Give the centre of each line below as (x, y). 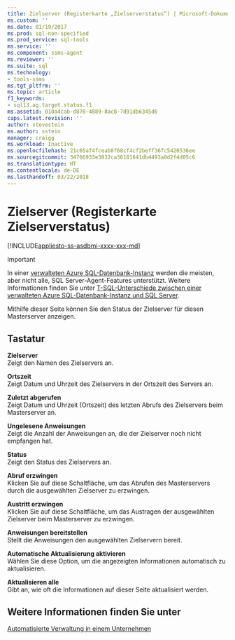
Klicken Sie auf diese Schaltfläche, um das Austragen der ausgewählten (111, 512)
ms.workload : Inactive (40, 145)
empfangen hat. (30, 441)
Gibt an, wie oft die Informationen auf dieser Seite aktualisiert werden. (108, 589)
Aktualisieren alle (33, 582)
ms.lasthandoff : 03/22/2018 (48, 177)
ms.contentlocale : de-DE (43, 170)
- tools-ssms (26, 79)
